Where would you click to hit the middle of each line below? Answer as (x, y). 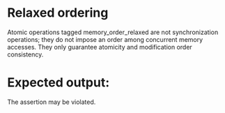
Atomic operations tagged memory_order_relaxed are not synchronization (113, 32)
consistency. (25, 54)
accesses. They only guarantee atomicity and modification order (100, 47)
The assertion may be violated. (52, 102)
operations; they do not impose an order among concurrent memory (105, 39)
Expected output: (59, 83)
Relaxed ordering (58, 13)
